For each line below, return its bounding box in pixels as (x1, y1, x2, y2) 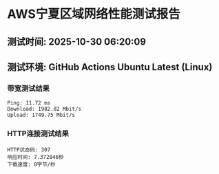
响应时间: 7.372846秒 (7, 153, 64, 160)
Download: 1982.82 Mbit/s (7, 106, 81, 113)
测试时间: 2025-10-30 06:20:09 (7, 36, 147, 47)
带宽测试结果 (7, 83, 50, 93)
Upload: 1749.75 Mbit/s (7, 111, 76, 119)
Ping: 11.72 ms (7, 100, 51, 107)
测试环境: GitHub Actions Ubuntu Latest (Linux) (7, 61, 213, 73)
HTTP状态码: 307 (7, 146, 51, 153)
